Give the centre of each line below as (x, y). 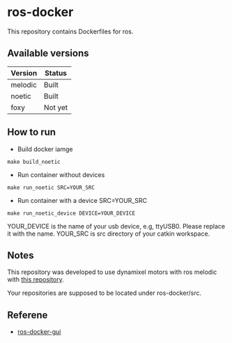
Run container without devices (61, 174)
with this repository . (36, 280)
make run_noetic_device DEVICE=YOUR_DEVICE (71, 213)
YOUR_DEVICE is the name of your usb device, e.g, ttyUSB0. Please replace (116, 226)
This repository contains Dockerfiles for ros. (70, 31)
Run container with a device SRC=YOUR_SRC (82, 200)
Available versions (48, 53)
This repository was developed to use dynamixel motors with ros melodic (112, 272)
